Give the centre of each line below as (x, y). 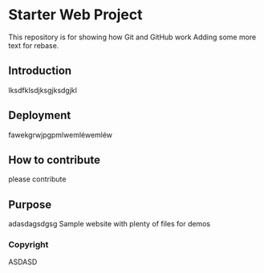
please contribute (37, 179)
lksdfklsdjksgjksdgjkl (43, 90)
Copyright (28, 245)
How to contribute (55, 159)
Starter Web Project (75, 15)
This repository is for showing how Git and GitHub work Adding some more (132, 37)
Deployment (40, 115)
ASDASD (23, 262)
